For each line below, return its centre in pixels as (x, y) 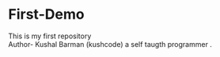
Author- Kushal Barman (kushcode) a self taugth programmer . (110, 44)
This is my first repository (50, 36)
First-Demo (46, 14)
